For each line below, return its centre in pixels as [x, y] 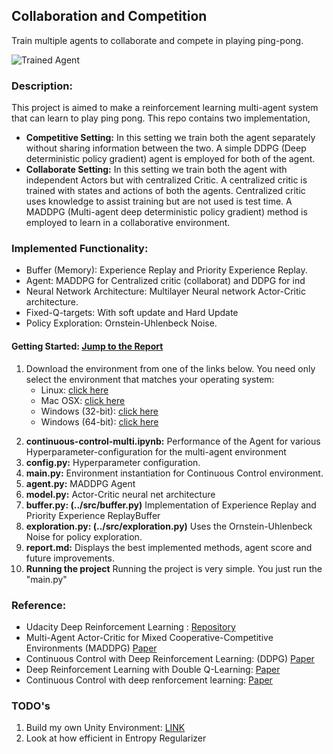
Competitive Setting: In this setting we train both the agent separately [170, 138]
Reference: [39, 605]
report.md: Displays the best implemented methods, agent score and [169, 547]
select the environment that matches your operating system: [150, 379]
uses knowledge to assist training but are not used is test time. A [159, 201]
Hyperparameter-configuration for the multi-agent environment [156, 451]
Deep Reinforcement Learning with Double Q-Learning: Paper [153, 669]
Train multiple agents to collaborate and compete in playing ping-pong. [157, 40]
